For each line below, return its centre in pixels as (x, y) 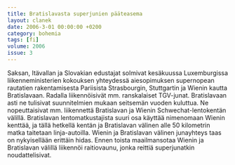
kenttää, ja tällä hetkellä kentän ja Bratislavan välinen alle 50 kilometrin (109, 125)
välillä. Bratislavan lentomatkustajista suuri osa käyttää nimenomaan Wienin (116, 117)
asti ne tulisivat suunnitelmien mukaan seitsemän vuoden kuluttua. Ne (108, 103)
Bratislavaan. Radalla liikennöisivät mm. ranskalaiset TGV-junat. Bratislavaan (117, 95)
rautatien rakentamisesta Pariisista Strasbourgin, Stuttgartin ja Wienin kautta (117, 88)
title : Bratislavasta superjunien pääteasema (75, 14)
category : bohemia (34, 33)
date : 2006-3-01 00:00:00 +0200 (54, 27)
